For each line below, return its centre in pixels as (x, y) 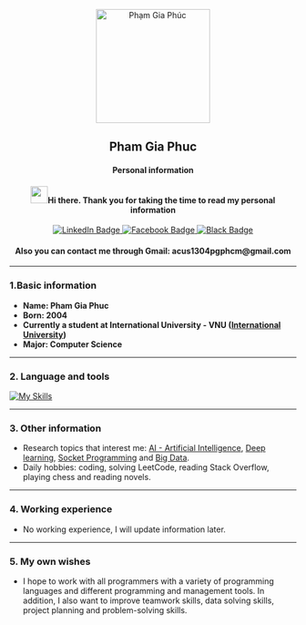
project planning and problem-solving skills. (105, 610)
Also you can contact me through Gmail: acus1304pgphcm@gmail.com (153, 251)
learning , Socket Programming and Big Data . (106, 458)
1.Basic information (53, 285)
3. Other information (56, 428)
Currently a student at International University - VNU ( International (152, 324)
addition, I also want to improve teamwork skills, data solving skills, (148, 600)
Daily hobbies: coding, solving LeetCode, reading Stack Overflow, (146, 467)
